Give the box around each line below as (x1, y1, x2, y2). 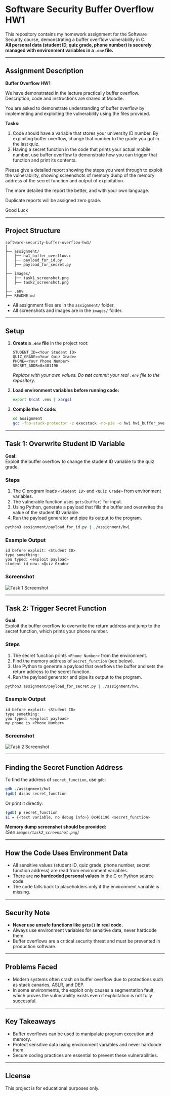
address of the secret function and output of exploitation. (5, 177, 125, 183)
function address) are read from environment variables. (12, 868, 128, 874)
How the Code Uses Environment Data (5, 848, 128, 857)
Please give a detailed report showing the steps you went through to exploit (5, 167, 163, 173)
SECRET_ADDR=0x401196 (12, 363, 58, 368)
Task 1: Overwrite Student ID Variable (5, 440, 125, 448)
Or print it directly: (5, 800, 44, 806)
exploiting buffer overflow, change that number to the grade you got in (12, 135, 159, 141)
